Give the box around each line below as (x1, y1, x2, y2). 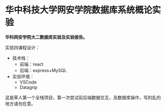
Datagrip (19, 84, 38, 90)
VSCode (19, 79, 37, 85)
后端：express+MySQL (19, 67, 67, 73)
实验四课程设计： (5, 44, 40, 50)
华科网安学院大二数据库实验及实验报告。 (5, 34, 87, 40)
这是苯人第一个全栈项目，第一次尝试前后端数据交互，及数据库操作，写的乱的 (5, 94, 161, 100)
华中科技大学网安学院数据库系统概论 (5, 4, 153, 16)
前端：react (19, 61, 43, 67)
